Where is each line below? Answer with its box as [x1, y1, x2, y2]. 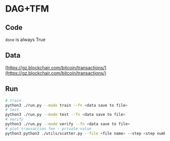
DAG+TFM [5, 3, 49, 15]
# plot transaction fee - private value [5, 126, 92, 131]
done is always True [5, 36, 46, 42]
